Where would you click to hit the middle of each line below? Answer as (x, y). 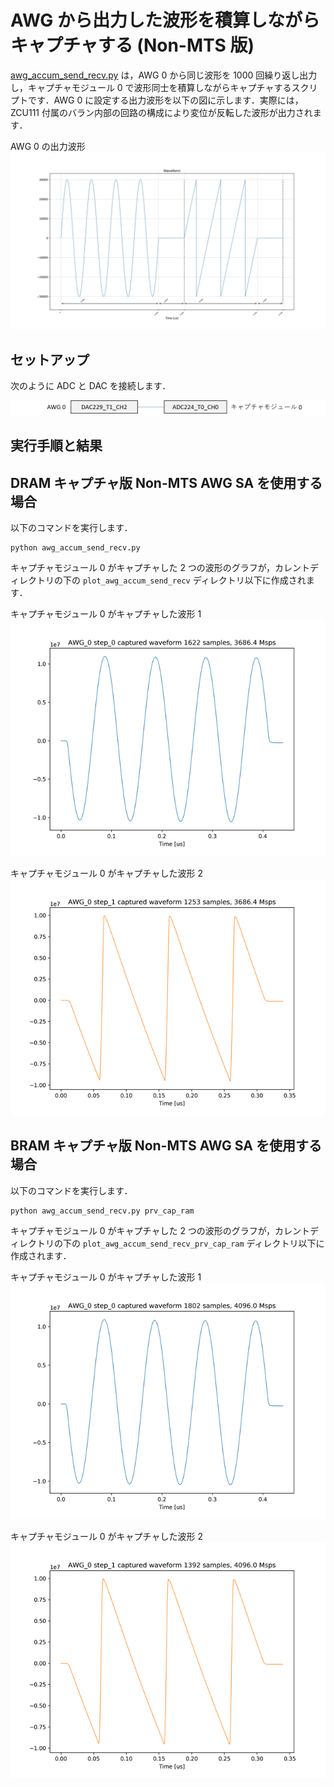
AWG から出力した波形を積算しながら (165, 20)
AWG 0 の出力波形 (48, 146)
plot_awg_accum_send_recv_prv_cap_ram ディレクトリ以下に (203, 1243)
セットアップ (50, 359)
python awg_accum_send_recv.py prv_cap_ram (102, 1211)
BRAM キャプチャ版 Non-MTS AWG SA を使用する (166, 1146)
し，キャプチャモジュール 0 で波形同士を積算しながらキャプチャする (151, 87)
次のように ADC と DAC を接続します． (91, 386)
